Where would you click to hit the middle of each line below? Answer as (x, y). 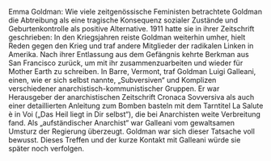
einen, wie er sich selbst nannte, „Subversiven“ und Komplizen (112, 80)
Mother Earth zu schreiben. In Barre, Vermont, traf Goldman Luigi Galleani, (132, 71)
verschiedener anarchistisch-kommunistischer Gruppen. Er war (114, 89)
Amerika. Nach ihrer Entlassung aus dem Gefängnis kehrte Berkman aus (129, 54)
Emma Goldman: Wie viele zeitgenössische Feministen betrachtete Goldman (135, 12)
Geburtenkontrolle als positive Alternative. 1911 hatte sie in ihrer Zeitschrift (131, 29)
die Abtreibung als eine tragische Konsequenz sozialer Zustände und (123, 20)
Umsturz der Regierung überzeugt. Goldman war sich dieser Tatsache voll (131, 131)
